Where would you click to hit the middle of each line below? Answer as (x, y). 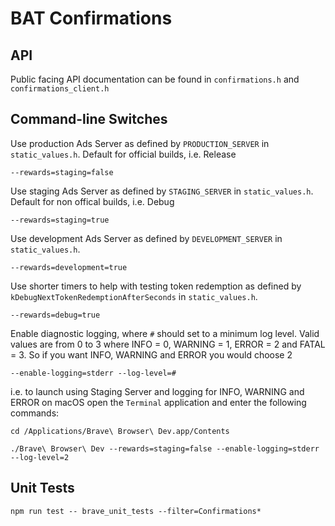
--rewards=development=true (69, 267)
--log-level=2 (40, 457)
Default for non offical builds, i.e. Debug (92, 201)
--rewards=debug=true (55, 315)
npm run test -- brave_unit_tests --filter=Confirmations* (136, 511)
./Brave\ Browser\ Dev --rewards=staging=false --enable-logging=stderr (165, 448)
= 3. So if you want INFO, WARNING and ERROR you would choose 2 (151, 354)
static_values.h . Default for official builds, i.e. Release (123, 154)
